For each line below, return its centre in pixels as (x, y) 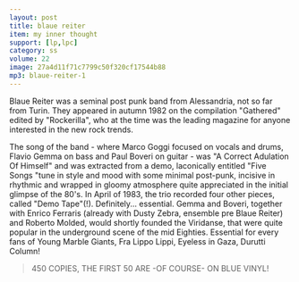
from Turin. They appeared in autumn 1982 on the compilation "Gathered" (145, 110)
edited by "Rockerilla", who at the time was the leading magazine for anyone (150, 120)
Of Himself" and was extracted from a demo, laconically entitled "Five (138, 165)
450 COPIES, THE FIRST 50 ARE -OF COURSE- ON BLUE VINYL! (150, 268)
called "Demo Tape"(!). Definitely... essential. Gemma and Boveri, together (146, 203)
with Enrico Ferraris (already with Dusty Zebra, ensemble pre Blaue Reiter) (146, 213)
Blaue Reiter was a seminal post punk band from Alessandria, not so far (141, 101)
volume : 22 (30, 59)
